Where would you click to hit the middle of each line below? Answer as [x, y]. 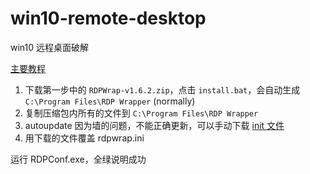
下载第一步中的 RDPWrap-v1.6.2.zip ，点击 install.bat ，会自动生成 [162, 89]
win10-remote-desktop [108, 18]
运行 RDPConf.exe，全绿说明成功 [78, 159]
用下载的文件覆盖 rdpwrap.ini [84, 138]
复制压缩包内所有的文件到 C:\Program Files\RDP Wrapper [141, 113]
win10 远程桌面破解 [50, 47]
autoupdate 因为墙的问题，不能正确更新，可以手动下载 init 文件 [154, 125]
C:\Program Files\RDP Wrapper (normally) [110, 101]
